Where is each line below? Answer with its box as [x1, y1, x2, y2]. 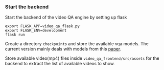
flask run [5, 33, 25, 37]
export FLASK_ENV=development [5, 28, 67, 33]
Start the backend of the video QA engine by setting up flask [5, 15, 127, 20]
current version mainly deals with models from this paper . [5, 46, 121, 52]
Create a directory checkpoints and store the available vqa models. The [5, 41, 149, 47]
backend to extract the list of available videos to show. [5, 61, 115, 67]
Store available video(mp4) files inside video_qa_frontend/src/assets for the [5, 55, 160, 61]
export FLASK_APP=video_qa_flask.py [5, 24, 80, 29]
